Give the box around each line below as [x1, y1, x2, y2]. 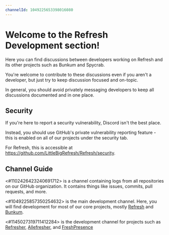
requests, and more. [5, 189, 47, 195]
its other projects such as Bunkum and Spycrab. [5, 61, 105, 68]
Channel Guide [5, 165, 53, 173]
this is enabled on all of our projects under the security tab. [5, 135, 128, 141]
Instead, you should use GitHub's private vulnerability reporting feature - [5, 129, 156, 136]
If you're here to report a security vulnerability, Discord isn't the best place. [5, 120, 161, 126]
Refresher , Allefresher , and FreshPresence [5, 224, 93, 230]
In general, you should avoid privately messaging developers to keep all [5, 87, 154, 93]
